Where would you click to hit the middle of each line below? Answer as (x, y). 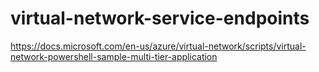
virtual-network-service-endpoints (160, 18)
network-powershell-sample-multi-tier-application (114, 56)
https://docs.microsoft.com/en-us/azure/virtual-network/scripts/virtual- (158, 46)
